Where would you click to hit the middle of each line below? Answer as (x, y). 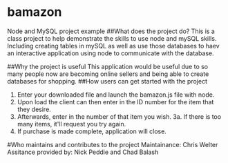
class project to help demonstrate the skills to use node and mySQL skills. (112, 38)
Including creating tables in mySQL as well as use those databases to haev (113, 46)
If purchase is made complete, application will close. (92, 131)
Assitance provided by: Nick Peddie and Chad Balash (83, 152)
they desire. (34, 109)
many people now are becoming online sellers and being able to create (108, 74)
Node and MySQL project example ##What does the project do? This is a (111, 31)
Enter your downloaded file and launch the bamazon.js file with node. (116, 95)
